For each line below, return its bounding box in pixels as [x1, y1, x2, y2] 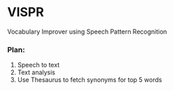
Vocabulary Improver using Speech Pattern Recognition [7, 27, 168, 36]
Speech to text [17, 61, 60, 69]
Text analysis [17, 68, 56, 77]
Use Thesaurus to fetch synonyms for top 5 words [17, 76, 162, 84]
